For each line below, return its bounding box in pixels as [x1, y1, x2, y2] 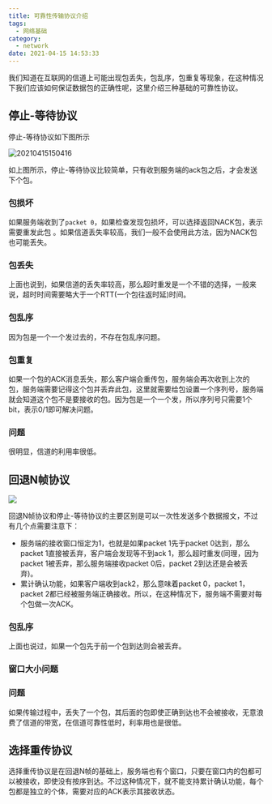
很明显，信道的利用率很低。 [8, 447, 101, 456]
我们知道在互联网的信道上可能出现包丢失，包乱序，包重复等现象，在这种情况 [8, 73, 264, 82]
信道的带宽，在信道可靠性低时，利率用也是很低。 [22, 717, 186, 727]
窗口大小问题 [8, 664, 59, 675]
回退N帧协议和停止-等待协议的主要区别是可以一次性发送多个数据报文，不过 [8, 511, 258, 521]
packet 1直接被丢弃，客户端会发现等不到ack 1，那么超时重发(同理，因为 [19, 549, 259, 558]
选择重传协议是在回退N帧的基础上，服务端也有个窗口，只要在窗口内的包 [8, 767, 249, 776]
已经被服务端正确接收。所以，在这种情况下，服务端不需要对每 [56, 589, 262, 599]
